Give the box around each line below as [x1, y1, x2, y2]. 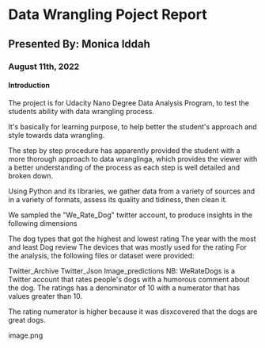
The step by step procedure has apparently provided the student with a [8, 145, 240, 155]
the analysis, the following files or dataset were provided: [8, 250, 195, 260]
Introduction [8, 81, 50, 90]
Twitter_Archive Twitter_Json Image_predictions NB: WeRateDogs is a [8, 266, 236, 275]
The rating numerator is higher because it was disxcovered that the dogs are [8, 307, 258, 316]
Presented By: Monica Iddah [8, 37, 150, 51]
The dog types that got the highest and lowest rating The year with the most [8, 234, 256, 243]
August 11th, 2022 [8, 61, 80, 72]
